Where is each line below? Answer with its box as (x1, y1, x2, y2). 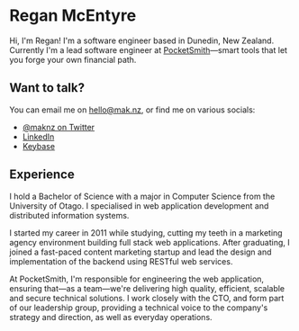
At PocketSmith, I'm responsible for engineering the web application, (9, 273, 264, 284)
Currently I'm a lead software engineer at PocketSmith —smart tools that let (9, 44, 288, 55)
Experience (9, 167, 75, 183)
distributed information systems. (9, 210, 130, 220)
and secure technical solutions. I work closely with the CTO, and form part (9, 292, 285, 303)
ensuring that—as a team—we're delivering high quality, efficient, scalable (9, 282, 285, 293)
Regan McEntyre (9, 5, 137, 26)
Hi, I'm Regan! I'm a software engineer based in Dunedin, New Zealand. (9, 35, 275, 46)
